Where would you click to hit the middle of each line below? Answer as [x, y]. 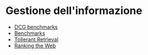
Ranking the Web [35, 46]
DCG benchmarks [36, 27]
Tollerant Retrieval [36, 39]
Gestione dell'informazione [74, 11]
